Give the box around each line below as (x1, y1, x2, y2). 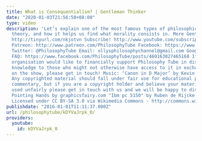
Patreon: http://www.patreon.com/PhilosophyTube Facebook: (11, 43, 163, 49)
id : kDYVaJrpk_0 (17, 126, 58, 132)
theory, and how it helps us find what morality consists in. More (11, 31, 185, 37)
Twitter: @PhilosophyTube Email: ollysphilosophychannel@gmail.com (11, 48, 185, 54)
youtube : (11, 121, 34, 127)
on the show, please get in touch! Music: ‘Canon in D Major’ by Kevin (11, 70, 195, 76)
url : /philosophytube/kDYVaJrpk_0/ (6, 109, 96, 115)
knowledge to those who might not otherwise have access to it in (11, 64, 182, 71)
